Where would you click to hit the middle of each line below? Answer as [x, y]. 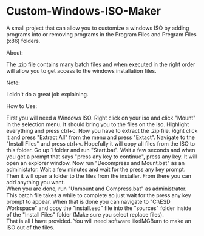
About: [15, 52]
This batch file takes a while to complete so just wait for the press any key [99, 195]
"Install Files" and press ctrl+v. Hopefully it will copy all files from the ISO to [101, 143]
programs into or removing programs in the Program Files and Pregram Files [101, 34]
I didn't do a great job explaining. [47, 94]
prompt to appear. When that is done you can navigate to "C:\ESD [89, 201]
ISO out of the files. [30, 227]
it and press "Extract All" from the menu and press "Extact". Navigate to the [101, 137]
